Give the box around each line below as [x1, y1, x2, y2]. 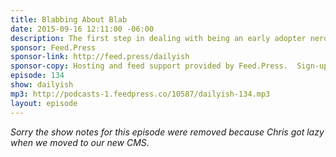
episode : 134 [10, 71, 65, 81]
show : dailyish [10, 80, 74, 90]
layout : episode [10, 98, 78, 108]
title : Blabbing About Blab [10, 14, 128, 25]
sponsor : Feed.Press [10, 42, 97, 53]
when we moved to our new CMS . [10, 136, 150, 148]
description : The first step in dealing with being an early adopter [10, 33, 307, 43]
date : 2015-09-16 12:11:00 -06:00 [10, 24, 155, 34]
